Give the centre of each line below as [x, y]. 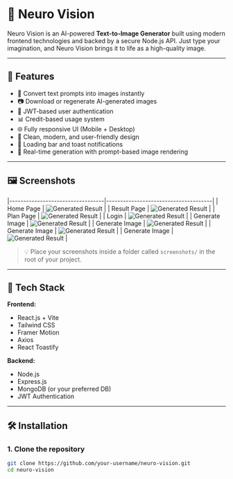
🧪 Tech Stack [36, 287]
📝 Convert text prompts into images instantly [81, 93]
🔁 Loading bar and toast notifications [70, 144]
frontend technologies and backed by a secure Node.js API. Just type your [114, 40]
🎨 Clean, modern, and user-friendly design [78, 137]
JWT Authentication [46, 396]
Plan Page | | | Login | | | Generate [114, 216]
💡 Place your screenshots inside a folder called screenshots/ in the [120, 251]
